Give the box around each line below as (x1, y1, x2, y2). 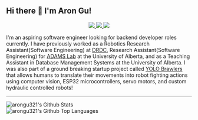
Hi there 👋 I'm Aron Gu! (6, 6, 92, 16)
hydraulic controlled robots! (6, 84, 73, 91)
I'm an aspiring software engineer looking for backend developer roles (6, 34, 177, 41)
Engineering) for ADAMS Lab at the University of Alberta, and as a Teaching (6, 53, 190, 60)
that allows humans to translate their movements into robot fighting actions (6, 72, 188, 79)
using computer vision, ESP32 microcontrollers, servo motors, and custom (6, 77, 187, 85)
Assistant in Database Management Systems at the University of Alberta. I (6, 59, 186, 66)
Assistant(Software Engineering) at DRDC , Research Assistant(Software (6, 46, 180, 53)
